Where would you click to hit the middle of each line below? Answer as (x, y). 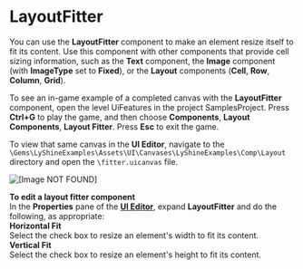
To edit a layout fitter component (73, 197)
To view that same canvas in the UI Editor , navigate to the (117, 144)
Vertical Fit (30, 245)
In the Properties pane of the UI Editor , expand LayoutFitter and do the (143, 207)
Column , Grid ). (38, 80)
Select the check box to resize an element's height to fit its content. (135, 255)
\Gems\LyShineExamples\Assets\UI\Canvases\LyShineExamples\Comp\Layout (147, 153)
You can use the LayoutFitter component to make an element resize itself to (151, 42)
